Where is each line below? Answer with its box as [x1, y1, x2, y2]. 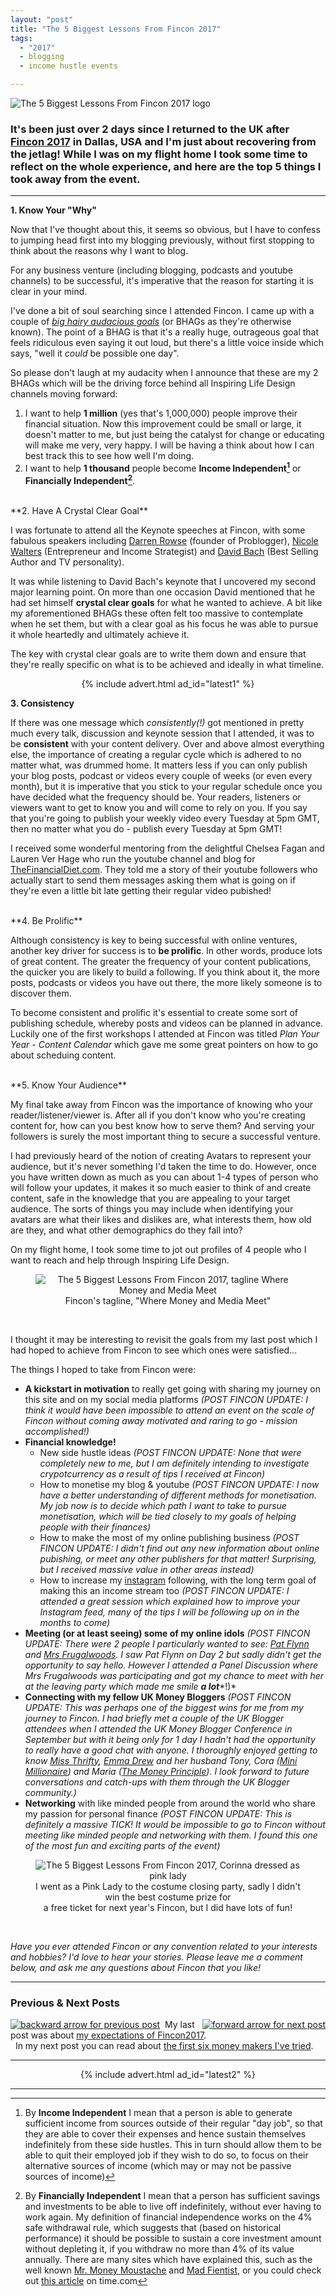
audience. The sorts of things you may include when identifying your [10, 1202, 294, 1215]
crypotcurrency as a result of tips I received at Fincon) [39, 1467, 266, 1480]
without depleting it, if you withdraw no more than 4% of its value [24, 2242, 295, 2255]
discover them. [10, 987, 72, 999]
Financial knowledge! [24, 1436, 117, 1448]
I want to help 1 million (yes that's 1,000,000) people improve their [24, 407, 298, 420]
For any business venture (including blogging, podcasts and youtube [10, 264, 293, 276]
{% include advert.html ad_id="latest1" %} [81, 677, 255, 690]
